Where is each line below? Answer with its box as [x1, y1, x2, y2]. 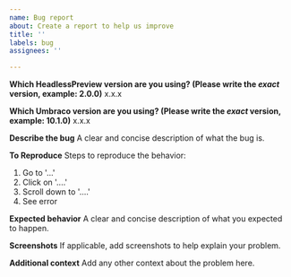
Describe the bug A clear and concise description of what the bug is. [9, 133, 265, 143]
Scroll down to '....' [21, 186, 91, 197]
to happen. [9, 223, 49, 234]
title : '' [9, 30, 47, 39]
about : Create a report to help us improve [9, 22, 175, 30]
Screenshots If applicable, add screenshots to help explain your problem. [9, 240, 281, 251]
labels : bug [9, 38, 54, 48]
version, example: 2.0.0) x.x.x [9, 89, 123, 100]
